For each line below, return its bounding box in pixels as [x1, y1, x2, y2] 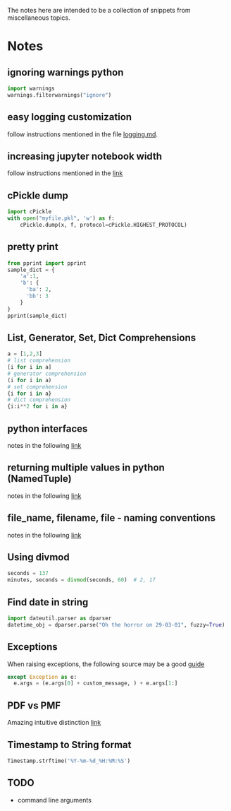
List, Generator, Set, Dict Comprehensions [7, 331, 196, 343]
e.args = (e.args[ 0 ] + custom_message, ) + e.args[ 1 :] [13, 680, 178, 687]
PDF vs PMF [7, 699, 61, 711]
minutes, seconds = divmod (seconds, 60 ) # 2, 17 [7, 576, 156, 584]
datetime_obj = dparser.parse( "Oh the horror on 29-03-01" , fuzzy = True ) [7, 621, 225, 628]
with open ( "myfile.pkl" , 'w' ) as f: [7, 215, 115, 222]
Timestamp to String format [7, 738, 132, 751]
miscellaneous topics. [7, 13, 70, 22]
